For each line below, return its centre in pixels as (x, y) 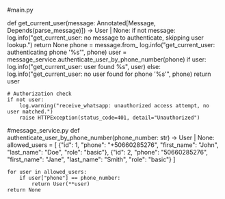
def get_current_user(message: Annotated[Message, (81, 23)
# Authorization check (39, 94)
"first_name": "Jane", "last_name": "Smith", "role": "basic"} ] (91, 159)
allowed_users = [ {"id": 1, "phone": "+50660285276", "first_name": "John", (113, 145)
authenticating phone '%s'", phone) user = (67, 52)
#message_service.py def (43, 130)
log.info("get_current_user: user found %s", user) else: (84, 67)
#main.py (20, 10)
